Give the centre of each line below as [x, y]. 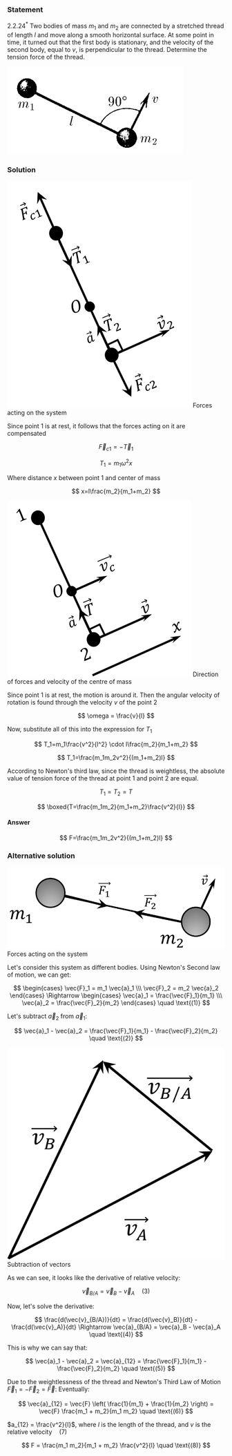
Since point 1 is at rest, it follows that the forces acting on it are [96, 426]
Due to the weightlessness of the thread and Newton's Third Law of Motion [114, 1381]
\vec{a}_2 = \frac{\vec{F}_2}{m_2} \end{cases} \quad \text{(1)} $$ [116, 1002]
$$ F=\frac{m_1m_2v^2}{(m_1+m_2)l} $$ [116, 838]
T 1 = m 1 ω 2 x [116, 463]
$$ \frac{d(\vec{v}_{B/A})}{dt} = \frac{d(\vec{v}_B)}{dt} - [116, 1319]
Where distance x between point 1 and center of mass [84, 478]
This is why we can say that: [47, 1348]
